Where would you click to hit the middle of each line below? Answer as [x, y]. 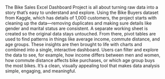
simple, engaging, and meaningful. [41, 71]
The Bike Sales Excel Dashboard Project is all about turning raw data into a [82, 7]
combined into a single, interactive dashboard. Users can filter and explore [82, 50]
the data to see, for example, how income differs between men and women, [83, 55]
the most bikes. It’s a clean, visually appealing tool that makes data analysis [82, 65]
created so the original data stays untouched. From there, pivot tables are [81, 34]
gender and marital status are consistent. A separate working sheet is [77, 28]
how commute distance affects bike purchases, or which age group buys [80, 60]
